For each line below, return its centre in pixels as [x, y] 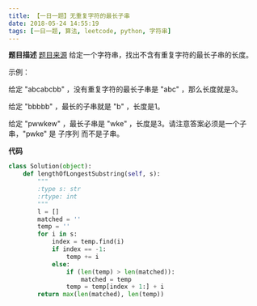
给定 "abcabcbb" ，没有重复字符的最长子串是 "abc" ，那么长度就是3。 [125, 89]
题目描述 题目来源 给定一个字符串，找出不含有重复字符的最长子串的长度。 [131, 55]
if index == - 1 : [79, 249]
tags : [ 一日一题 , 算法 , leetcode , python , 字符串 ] [90, 31]
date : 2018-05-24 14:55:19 [54, 23]
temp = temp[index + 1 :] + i [115, 287]
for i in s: [58, 234]
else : [61, 264]
